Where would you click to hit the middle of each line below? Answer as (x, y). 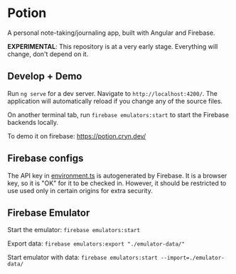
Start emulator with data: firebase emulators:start (82, 258)
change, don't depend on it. (48, 54)
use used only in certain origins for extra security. (80, 190)
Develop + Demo (45, 76)
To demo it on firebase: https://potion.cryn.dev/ (77, 136)
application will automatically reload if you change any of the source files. (115, 101)
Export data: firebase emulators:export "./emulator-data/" (96, 243)
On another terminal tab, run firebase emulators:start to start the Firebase (118, 114)
